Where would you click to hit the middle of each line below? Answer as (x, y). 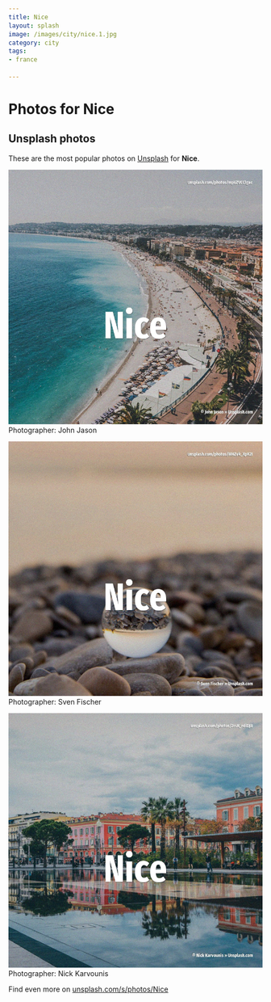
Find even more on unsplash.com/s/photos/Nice (88, 989)
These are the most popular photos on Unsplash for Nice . (104, 158)
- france (23, 60)
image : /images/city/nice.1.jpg (63, 34)
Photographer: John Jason (53, 430)
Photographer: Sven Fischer (55, 701)
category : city (34, 43)
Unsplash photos (52, 139)
